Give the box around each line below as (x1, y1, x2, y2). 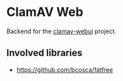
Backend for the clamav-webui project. (6, 27, 117, 35)
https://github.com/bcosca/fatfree (16, 65, 113, 73)
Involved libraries (6, 47, 83, 59)
